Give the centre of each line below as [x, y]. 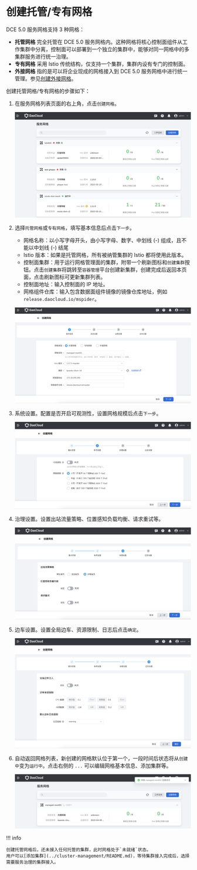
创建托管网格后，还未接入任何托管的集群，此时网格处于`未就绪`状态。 [79, 849]
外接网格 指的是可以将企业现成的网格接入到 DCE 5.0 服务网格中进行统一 [101, 71]
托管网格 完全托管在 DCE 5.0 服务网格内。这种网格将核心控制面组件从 [98, 42]
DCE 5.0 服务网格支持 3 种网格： [45, 29]
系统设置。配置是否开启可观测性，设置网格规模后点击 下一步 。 [88, 414]
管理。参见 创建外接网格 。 [45, 78]
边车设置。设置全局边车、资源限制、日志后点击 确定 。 [78, 629]
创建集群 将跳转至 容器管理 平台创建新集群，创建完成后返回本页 [115, 270]
